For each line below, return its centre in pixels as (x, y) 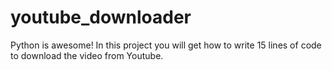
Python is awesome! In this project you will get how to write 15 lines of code (166, 45)
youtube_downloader (101, 17)
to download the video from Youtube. (87, 55)
